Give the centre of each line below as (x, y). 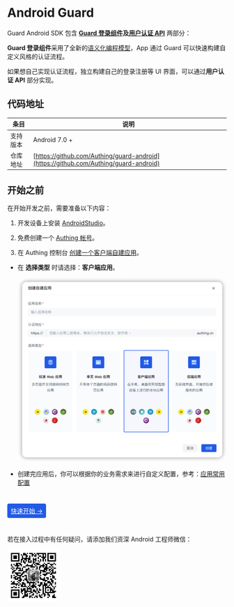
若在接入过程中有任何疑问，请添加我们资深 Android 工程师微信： (100, 539)
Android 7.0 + (53, 140)
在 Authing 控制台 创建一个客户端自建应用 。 (80, 253)
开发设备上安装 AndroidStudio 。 (63, 223)
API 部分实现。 (36, 80)
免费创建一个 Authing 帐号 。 (58, 238)
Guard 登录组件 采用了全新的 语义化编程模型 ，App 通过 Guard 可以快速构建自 (117, 47)
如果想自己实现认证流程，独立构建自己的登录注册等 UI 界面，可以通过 (107, 71)
